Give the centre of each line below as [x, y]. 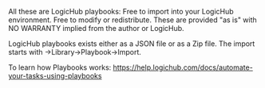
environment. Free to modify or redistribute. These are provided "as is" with [132, 20]
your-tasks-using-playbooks [55, 76]
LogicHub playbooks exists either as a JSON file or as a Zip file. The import [132, 44]
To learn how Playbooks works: [60, 67]
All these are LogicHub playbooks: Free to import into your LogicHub [121, 11]
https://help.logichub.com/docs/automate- [183, 67]
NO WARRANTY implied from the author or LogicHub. [97, 28]
